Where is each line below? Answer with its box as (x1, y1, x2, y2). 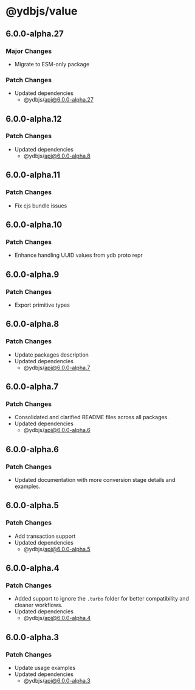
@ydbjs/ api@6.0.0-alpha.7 (23, 364, 91, 371)
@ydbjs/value (5, 4, 78, 18)
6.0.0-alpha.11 (5, 170, 60, 180)
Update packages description (14, 351, 89, 358)
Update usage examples (14, 664, 76, 672)
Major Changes (5, 47, 52, 55)
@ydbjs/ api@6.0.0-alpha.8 (23, 152, 91, 159)
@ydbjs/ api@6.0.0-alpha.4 (23, 615, 91, 622)
